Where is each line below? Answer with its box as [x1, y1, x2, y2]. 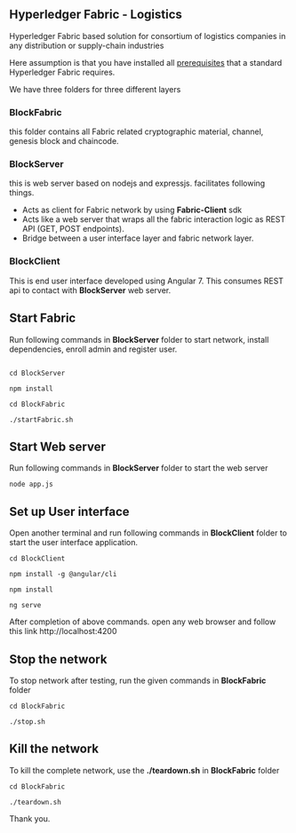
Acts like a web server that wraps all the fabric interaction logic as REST [21, 214, 286, 225]
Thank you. [9, 813, 51, 824]
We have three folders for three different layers [9, 83, 181, 94]
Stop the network [9, 652, 108, 667]
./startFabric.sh [9, 415, 74, 424]
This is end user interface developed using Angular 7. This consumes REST [9, 275, 284, 286]
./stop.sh [9, 717, 46, 726]
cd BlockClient [9, 554, 66, 563]
